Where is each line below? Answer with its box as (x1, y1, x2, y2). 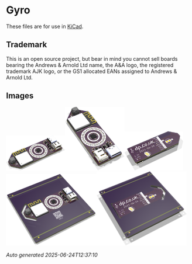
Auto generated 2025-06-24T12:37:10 (6, 251, 98, 258)
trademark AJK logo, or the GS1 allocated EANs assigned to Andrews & (6, 68, 177, 75)
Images (6, 91, 34, 101)
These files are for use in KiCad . (6, 23, 84, 30)
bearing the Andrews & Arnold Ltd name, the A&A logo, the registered (6, 61, 174, 68)
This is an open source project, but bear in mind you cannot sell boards (6, 55, 178, 62)
